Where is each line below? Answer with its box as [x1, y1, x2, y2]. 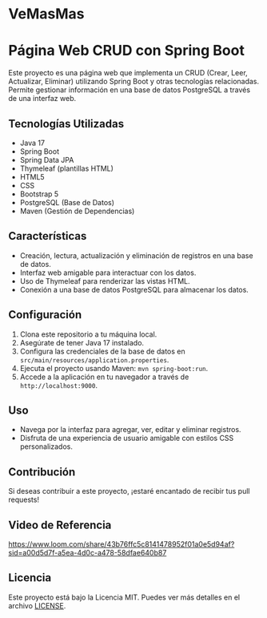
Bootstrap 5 [19, 189, 59, 199]
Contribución [8, 465, 76, 479]
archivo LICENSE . [8, 600, 66, 610]
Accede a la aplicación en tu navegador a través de [19, 372, 189, 382]
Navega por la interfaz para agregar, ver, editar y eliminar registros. [19, 425, 241, 434]
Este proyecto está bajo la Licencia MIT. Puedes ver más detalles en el [8, 592, 241, 602]
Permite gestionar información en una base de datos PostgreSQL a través [8, 85, 250, 95]
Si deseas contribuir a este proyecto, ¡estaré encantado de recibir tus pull [8, 487, 250, 496]
